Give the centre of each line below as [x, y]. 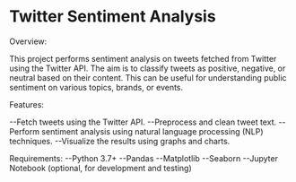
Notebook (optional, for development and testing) [101, 168]
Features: [27, 104]
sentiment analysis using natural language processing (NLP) [152, 131]
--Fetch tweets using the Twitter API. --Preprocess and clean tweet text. [143, 122]
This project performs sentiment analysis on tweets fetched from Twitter [143, 58]
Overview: [28, 41]
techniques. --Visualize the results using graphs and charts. [120, 141]
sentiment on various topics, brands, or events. [96, 87]
